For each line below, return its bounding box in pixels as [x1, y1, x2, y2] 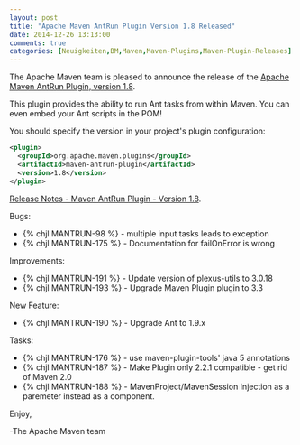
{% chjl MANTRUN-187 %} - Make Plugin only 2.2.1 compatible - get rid [22, 362, 288, 373]
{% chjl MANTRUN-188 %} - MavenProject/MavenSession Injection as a [22, 381, 290, 392]
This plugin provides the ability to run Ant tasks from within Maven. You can [9, 98, 290, 109]
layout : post [9, 13, 59, 23]
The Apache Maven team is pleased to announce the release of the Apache [9, 71, 290, 82]
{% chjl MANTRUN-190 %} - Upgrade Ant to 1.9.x [22, 317, 206, 328]
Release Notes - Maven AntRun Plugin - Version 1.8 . [9, 193, 202, 204]
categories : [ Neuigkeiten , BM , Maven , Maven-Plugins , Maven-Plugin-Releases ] [9, 47, 293, 56]
